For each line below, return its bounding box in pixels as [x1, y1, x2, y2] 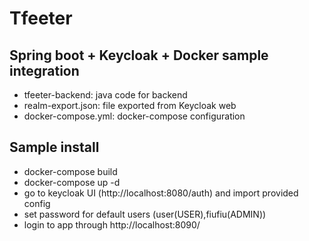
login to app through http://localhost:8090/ [23, 218, 201, 231]
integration [9, 62, 80, 79]
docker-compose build [23, 165, 118, 177]
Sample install [9, 139, 100, 156]
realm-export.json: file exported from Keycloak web [23, 100, 237, 111]
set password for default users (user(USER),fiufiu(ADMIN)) [23, 208, 267, 220]
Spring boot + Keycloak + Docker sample [9, 47, 269, 64]
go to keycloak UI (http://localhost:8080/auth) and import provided [23, 187, 299, 199]
